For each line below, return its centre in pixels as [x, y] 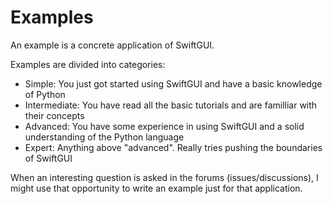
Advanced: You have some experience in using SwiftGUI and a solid [164, 126]
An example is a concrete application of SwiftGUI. [112, 45]
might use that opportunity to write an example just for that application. [156, 188]
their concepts [54, 115]
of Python [45, 94]
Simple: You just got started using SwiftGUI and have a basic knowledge [173, 83]
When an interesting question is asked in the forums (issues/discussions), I [164, 177]
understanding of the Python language [104, 137]
